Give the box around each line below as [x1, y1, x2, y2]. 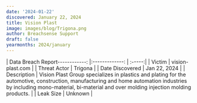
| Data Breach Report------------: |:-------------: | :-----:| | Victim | [6, 58, 170, 65]
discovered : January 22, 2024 [6, 14, 82, 20]
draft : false [6, 36, 39, 42]
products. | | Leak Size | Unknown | [6, 90, 93, 97]
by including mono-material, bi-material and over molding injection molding [6, 83, 192, 90]
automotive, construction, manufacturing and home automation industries [6, 77, 187, 84]
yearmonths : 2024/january [6, 42, 70, 48]
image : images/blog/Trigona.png [6, 25, 87, 32]
